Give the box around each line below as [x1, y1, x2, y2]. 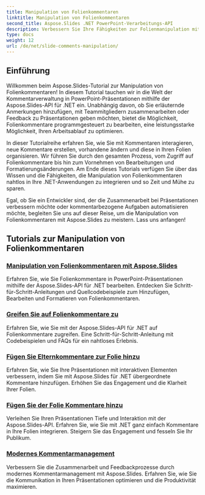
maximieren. [6, 483, 38, 490]
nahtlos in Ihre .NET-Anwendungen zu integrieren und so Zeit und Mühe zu [6, 178, 195, 185]
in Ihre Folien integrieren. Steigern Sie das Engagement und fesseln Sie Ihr [6, 428, 193, 435]
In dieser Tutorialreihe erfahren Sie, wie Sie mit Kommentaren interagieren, [6, 139, 194, 147]
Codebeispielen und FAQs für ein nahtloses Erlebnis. [6, 337, 138, 344]
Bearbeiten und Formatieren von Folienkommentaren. [6, 295, 140, 302]
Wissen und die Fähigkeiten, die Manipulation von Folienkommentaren [6, 172, 182, 179]
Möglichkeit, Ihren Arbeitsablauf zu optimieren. [6, 127, 124, 134]
